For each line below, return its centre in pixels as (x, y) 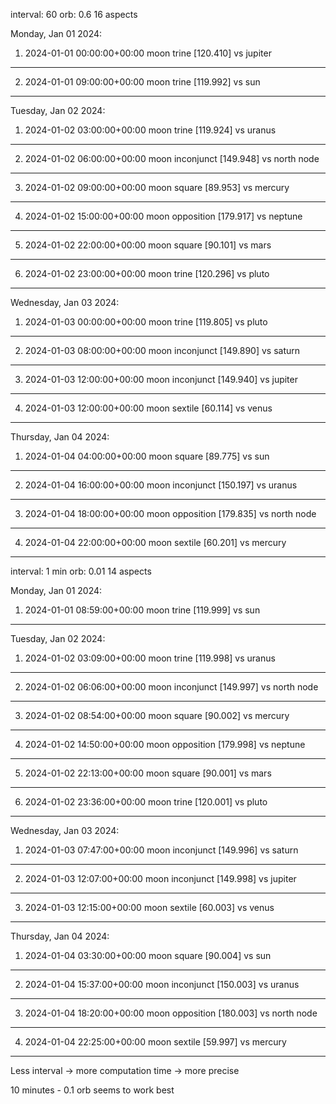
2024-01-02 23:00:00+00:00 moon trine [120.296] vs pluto (147, 273)
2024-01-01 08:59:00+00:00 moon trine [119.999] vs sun (142, 610)
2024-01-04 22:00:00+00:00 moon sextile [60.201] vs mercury (155, 542)
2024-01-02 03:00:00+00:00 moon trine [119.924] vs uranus (150, 130)
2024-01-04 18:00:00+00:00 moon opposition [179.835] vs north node (170, 513)
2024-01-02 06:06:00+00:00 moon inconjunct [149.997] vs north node (171, 687)
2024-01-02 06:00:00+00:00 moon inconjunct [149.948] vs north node (172, 158)
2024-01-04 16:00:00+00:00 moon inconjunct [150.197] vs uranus (161, 485)
